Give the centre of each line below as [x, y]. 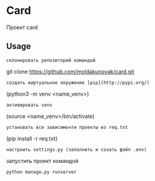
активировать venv [29, 105]
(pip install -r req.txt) [32, 138]
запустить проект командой [42, 160]
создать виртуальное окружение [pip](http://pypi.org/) [78, 82]
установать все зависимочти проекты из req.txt [67, 127]
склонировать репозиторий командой [51, 60]
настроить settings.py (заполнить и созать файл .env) [77, 150]
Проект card [22, 27]
